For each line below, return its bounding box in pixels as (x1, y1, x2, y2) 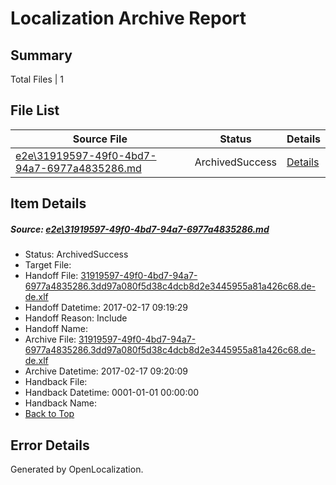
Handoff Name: (24, 323, 88, 335)
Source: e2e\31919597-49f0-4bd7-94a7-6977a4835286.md (10, 223, 270, 235)
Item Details (10, 195, 87, 212)
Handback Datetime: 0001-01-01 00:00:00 (24, 387, 200, 399)
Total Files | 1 (10, 73, 64, 85)
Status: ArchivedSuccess (24, 248, 129, 261)
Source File (72, 132, 128, 146)
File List (10, 102, 60, 119)
